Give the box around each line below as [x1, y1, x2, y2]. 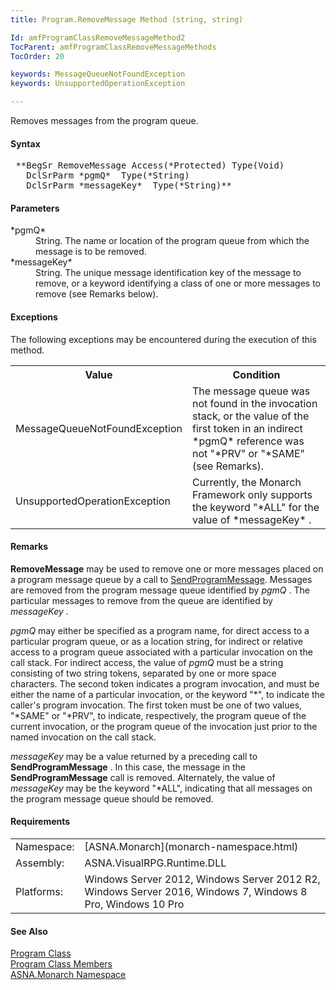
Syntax [10, 137, 41, 150]
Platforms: [15, 885, 63, 899]
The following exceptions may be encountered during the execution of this [10, 333, 317, 345]
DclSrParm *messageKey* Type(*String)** [26, 180, 233, 191]
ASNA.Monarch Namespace [10, 969, 127, 981]
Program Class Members [10, 958, 113, 970]
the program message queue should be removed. [10, 792, 214, 805]
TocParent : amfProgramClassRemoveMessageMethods [10, 42, 217, 52]
